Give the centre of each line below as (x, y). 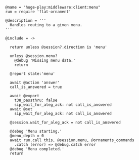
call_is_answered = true (36, 87)
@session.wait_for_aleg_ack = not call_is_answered (65, 123)
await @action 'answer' (35, 83)
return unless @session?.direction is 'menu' (59, 47)
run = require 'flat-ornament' (38, 12)
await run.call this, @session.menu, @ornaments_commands (72, 140)
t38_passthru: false (36, 100)
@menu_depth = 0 (27, 136)
